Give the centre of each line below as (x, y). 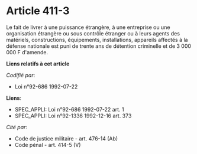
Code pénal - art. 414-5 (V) (48, 145)
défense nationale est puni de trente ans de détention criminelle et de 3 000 (98, 46)
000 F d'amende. (27, 52)
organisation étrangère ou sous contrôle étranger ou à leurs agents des (93, 33)
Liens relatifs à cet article (38, 64)
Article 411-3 (38, 11)
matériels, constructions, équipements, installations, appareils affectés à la (97, 40)
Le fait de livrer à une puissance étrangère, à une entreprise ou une (88, 27)
